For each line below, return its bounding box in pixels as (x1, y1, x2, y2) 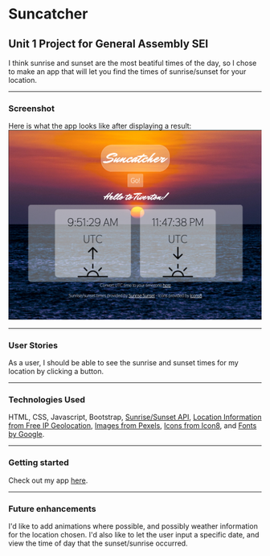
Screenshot (8, 102, 55, 113)
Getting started (8, 457, 70, 468)
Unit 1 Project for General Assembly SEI (8, 37, 209, 51)
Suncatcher (8, 5, 88, 23)
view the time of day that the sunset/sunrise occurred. (8, 538, 188, 548)
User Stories (8, 340, 59, 351)
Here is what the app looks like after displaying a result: (8, 121, 192, 131)
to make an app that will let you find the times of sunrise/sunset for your (8, 67, 247, 76)
